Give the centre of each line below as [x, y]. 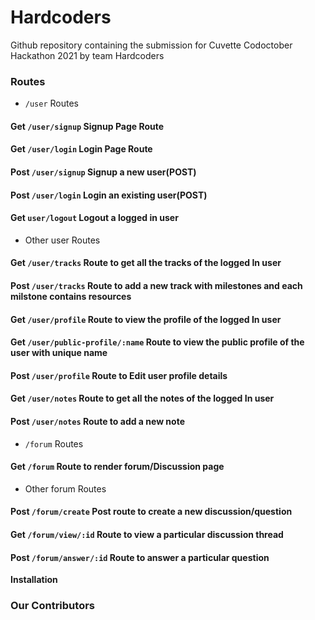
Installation [34, 580]
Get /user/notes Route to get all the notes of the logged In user [142, 398]
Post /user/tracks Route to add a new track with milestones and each [156, 285]
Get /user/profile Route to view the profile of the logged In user [146, 319]
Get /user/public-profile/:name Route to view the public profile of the [157, 342]
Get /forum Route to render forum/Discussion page [117, 467]
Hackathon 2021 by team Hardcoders [87, 55]
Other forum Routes [65, 488]
